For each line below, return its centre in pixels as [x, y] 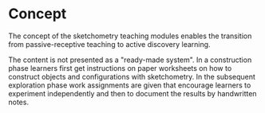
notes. [19, 102]
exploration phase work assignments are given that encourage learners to [130, 85]
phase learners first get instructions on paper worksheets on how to [120, 68]
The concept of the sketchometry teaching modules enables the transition [130, 36]
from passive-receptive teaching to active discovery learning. [109, 44]
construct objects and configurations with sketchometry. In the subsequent [132, 76]
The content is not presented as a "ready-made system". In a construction [130, 60]
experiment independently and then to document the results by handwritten [132, 93]
